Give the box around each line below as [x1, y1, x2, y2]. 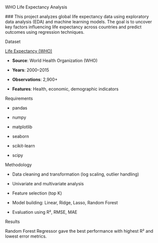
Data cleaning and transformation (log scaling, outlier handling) [12, 171, 139, 177]
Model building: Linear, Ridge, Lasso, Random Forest [12, 200, 118, 205]
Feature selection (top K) [12, 190, 62, 196]
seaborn [12, 133, 29, 139]
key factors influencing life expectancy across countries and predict [5, 24, 142, 30]
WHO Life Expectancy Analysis [5, 4, 67, 10]
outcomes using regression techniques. [5, 29, 84, 35]
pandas [12, 105, 28, 110]
